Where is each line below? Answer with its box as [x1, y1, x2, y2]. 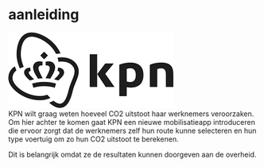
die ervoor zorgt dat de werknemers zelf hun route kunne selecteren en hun [8, 126, 257, 135]
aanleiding [8, 6, 80, 24]
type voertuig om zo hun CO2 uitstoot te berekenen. [8, 134, 179, 144]
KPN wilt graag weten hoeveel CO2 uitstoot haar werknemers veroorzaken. [8, 109, 254, 118]
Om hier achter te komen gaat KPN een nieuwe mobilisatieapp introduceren [8, 117, 256, 126]
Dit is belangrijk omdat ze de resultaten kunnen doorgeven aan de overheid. [8, 150, 257, 159]
